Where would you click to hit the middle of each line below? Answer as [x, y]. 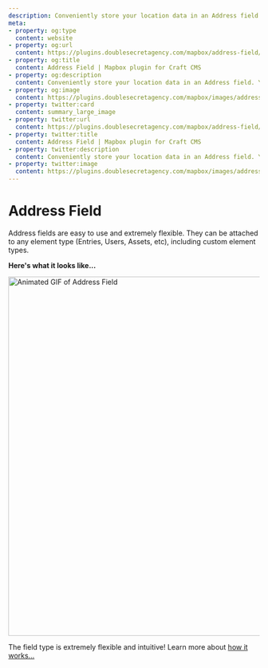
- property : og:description [55, 75]
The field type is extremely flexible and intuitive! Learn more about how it [128, 646]
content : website [44, 38]
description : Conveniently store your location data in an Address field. [135, 16]
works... [22, 655]
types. [19, 250]
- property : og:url [41, 45]
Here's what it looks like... [52, 265]
